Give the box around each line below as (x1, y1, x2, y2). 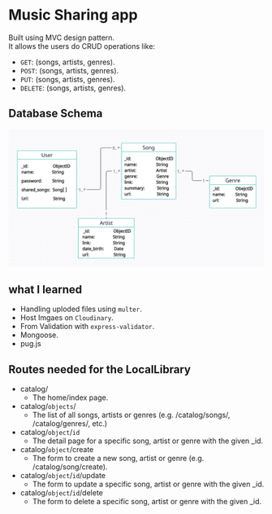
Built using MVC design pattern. (8, 33, 115, 42)
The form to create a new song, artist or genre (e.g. (32, 454, 205, 463)
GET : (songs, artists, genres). (19, 57, 115, 67)
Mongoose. (19, 330, 59, 340)
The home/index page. (32, 393, 109, 402)
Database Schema (8, 107, 103, 121)
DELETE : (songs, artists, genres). (19, 83, 127, 93)
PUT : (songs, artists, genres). (19, 74, 115, 84)
